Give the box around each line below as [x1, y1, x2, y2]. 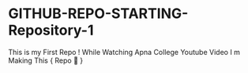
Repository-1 [8, 21, 94, 39]
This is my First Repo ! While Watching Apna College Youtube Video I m [8, 47, 241, 57]
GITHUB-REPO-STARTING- [8, 5, 189, 23]
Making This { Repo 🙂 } [8, 56, 84, 65]
